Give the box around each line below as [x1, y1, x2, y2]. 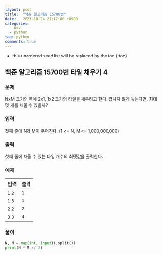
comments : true [5, 39, 36, 44]
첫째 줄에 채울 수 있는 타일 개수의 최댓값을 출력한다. [5, 153, 103, 160]
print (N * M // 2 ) [5, 245, 43, 250]
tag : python [5, 35, 29, 40]
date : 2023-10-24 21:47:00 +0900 [5, 16, 78, 21]
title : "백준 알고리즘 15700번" [5, 12, 66, 17]
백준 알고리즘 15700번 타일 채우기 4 [5, 68, 108, 77]
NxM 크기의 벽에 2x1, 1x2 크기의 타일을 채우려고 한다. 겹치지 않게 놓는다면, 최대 [5, 96, 157, 102]
